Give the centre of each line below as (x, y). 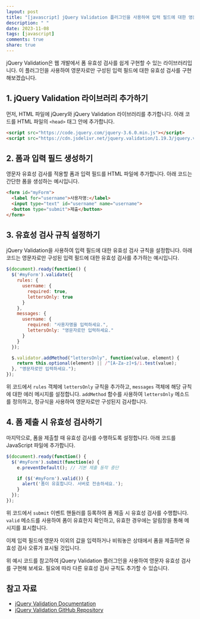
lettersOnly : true (50, 297)
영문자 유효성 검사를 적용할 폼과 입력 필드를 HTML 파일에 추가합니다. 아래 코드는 (99, 174)
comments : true (25, 39)
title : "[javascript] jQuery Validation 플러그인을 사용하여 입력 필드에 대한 (96, 17)
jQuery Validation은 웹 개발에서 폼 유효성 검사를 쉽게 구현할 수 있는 (84, 63)
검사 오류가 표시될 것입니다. (49, 548)
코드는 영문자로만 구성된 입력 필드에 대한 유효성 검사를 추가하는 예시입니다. (93, 258)
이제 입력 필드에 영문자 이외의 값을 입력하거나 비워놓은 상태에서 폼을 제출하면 (95, 540)
